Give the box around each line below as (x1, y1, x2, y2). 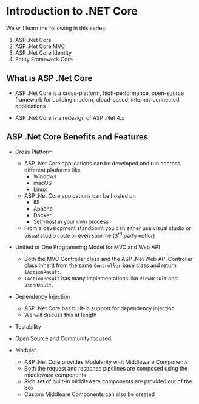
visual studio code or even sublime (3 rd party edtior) (24, 231, 155, 239)
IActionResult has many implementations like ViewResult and (24, 275, 178, 282)
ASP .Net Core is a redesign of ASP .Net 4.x (15, 114, 124, 121)
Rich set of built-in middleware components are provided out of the (24, 378, 192, 385)
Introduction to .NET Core (6, 4, 138, 18)
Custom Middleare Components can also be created (24, 391, 155, 398)
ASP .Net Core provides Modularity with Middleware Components (24, 358, 188, 366)
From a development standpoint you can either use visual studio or (24, 224, 191, 232)
